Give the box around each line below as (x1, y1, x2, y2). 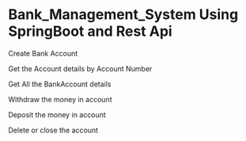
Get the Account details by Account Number (8, 63, 153, 73)
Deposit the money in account (8, 109, 107, 120)
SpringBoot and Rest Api (8, 22, 172, 40)
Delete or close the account (8, 125, 99, 135)
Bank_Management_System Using (8, 6, 239, 24)
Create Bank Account (8, 48, 78, 58)
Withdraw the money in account (8, 94, 112, 104)
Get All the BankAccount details (8, 79, 112, 89)
